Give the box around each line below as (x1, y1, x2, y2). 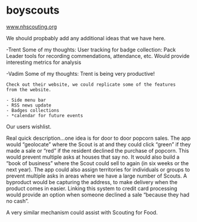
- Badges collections (6, 107, 60, 113)
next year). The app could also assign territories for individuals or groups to (6, 166, 190, 173)
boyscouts (6, 4, 60, 17)
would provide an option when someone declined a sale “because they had (6, 191, 190, 198)
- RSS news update (6, 102, 51, 108)
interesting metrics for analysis (6, 59, 82, 66)
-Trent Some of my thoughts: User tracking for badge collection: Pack (6, 46, 176, 53)
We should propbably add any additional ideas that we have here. (6, 34, 166, 41)
